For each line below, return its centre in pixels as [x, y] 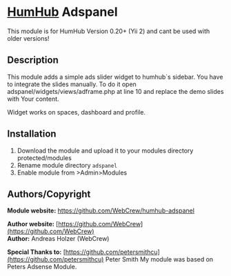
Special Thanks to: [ [37, 252]
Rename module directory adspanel [67, 165]
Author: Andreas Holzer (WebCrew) [58, 239]
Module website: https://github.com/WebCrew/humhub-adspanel [101, 210]
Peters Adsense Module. [42, 267]
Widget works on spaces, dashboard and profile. [77, 112]
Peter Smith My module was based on [159, 259]
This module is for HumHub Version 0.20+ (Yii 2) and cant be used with [109, 31]
